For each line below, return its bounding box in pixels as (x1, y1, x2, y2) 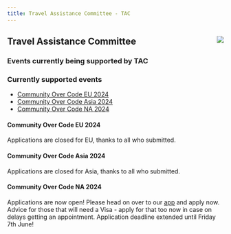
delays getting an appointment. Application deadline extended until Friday (7, 213, 217, 221)
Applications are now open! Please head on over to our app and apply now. (7, 198, 220, 206)
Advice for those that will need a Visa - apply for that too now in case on (7, 205, 212, 213)
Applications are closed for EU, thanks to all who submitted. (7, 136, 177, 145)
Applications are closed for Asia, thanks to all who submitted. (7, 167, 181, 175)
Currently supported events (7, 74, 102, 84)
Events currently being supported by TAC (7, 56, 148, 65)
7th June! (7, 220, 34, 228)
